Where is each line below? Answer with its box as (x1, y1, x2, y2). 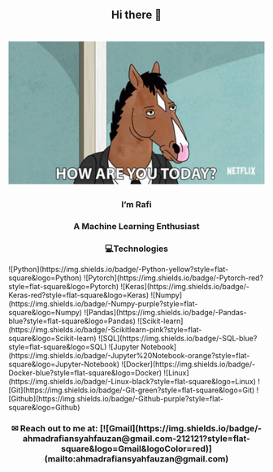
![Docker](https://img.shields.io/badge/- (121, 359, 256, 370)
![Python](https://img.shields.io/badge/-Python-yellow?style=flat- (8, 265, 229, 275)
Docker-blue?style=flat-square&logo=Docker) (8, 368, 162, 378)
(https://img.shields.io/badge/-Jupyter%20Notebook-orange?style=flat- (8, 351, 250, 361)
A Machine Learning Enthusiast (72, 220, 201, 232)
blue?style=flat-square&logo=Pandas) (8, 316, 136, 326)
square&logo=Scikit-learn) (8, 334, 97, 344)
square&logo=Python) (8, 273, 82, 283)
